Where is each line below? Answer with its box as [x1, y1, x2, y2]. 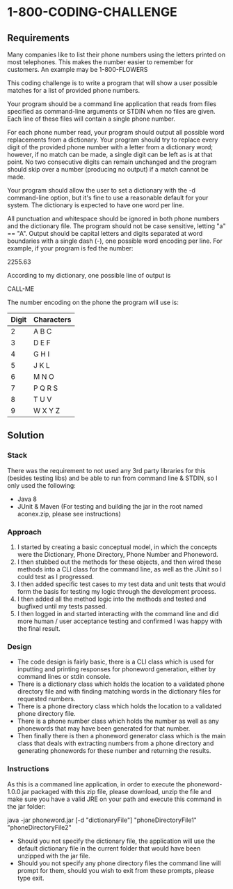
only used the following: [7, 481, 77, 489]
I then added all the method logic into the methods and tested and [17, 595, 207, 603]
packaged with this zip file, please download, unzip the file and [31, 787, 212, 795]
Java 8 [17, 495, 37, 503]
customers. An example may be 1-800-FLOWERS [7, 66, 148, 73]
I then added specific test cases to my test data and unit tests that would [17, 580, 226, 588]
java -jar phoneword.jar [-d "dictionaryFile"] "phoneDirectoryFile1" [7, 816, 197, 824]
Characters [33, 315, 72, 324]
